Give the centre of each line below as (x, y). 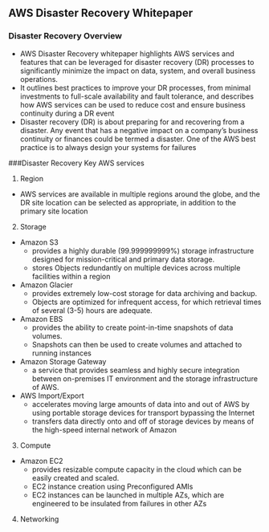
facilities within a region (71, 276)
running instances (62, 353)
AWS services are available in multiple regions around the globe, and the (140, 194)
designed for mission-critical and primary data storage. (123, 259)
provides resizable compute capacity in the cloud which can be (137, 469)
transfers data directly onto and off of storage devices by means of (143, 421)
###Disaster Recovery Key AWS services (76, 163)
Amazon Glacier (47, 285)
